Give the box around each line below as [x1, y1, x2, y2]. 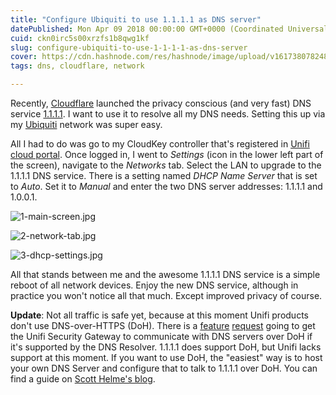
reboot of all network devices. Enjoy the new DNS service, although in [10, 279, 299, 291]
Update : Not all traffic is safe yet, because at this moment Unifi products [10, 309, 309, 321]
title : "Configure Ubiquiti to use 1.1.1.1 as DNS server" [10, 14, 262, 25]
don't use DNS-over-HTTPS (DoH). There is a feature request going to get [10, 320, 316, 331]
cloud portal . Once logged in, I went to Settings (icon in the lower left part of [10, 149, 324, 160]
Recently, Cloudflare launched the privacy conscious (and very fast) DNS [10, 97, 312, 109]
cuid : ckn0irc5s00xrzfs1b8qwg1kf [10, 33, 150, 43]
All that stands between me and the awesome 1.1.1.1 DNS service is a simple [10, 269, 321, 280]
